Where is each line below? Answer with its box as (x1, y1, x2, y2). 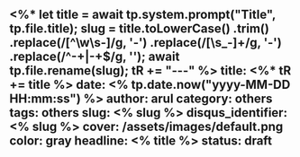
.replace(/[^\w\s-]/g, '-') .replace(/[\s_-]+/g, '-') (9, 35, 282, 50)
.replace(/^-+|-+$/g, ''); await (9, 49, 180, 65)
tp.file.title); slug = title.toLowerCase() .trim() (9, 22, 270, 37)
